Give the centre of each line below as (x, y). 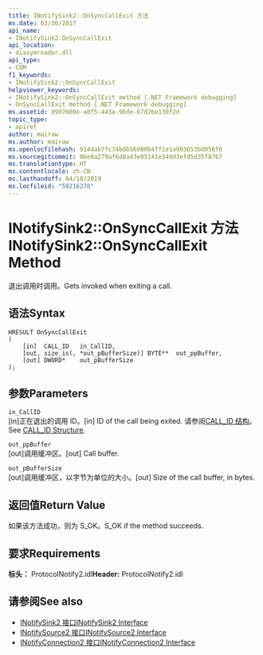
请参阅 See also (46, 602)
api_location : (32, 45)
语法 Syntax (37, 313)
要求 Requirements (55, 553)
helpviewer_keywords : (44, 90)
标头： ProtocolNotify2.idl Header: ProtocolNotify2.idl (96, 574)
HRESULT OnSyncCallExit (48, 332)
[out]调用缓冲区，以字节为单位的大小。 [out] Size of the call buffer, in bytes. (131, 477)
